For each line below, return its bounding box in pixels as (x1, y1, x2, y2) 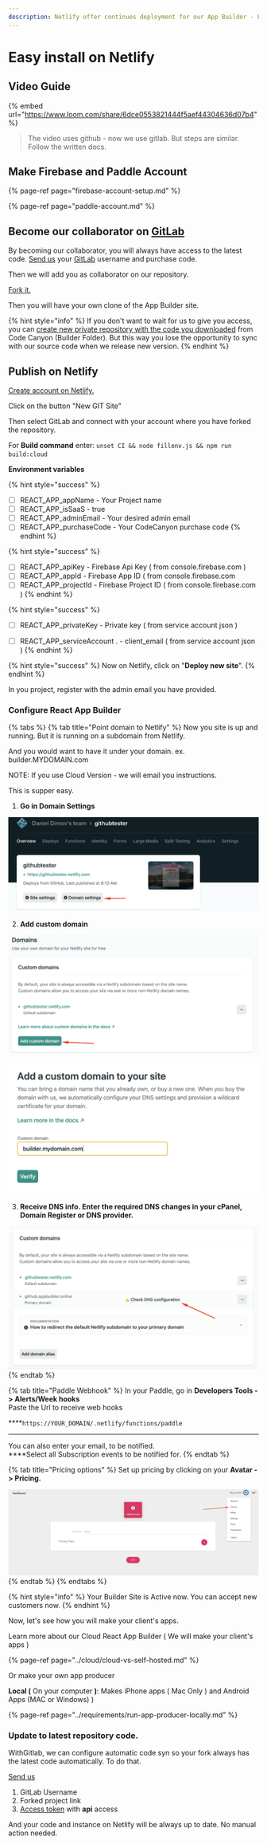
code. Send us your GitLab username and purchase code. (8, 254, 197, 264)
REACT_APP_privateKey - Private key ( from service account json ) (19, 620, 238, 630)
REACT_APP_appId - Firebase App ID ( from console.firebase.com (19, 571, 236, 581)
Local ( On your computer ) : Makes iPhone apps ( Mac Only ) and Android (8, 1686, 250, 1696)
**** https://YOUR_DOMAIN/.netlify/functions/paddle (8, 1417, 183, 1427)
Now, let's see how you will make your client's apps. (8, 1616, 179, 1626)
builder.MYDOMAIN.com (8, 754, 89, 765)
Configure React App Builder (8, 704, 122, 715)
